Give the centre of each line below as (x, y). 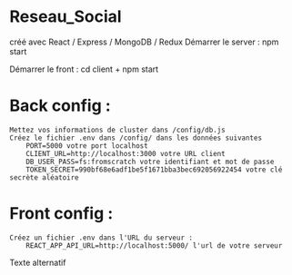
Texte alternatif (38, 262)
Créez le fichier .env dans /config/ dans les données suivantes (136, 138)
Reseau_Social (65, 17)
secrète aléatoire (44, 177)
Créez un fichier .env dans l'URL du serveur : (101, 238)
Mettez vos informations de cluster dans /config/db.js (117, 130)
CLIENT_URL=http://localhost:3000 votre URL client (126, 153)
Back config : (60, 106)
